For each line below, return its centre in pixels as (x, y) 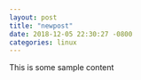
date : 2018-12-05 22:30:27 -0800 (71, 34)
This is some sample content (62, 68)
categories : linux (43, 42)
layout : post (33, 17)
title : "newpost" (41, 26)
